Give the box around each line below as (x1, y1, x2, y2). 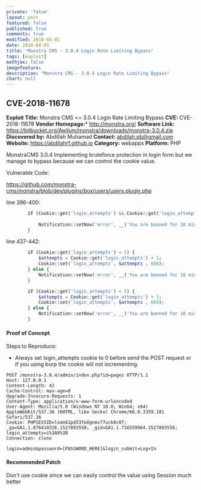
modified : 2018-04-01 (6, 37, 60, 43)
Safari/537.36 (6, 414, 42, 420)
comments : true (6, 31, 44, 37)
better (6, 478, 22, 485)
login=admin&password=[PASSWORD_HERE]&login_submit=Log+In (6, 446, 157, 452)
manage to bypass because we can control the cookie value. (6, 157, 156, 165)
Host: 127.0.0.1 (6, 378, 47, 384)
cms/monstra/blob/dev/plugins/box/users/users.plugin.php (6, 187, 152, 194)
